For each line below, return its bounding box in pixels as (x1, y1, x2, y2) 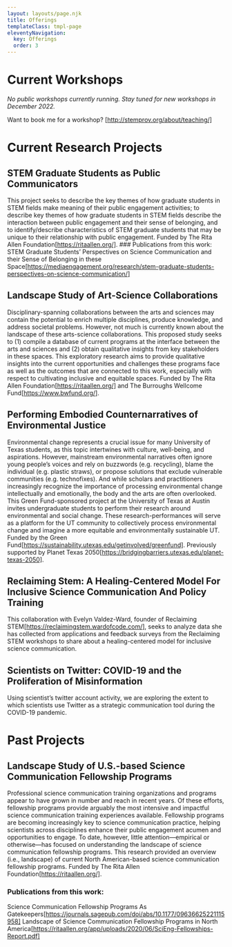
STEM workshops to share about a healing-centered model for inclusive (7, 637, 212, 646)
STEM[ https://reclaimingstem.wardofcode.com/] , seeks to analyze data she (7, 622, 222, 631)
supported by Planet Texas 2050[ (7, 548, 102, 556)
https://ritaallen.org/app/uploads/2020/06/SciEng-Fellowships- (33, 925, 213, 933)
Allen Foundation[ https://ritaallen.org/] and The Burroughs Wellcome (7, 381, 202, 390)
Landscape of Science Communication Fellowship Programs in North (21, 917, 218, 926)
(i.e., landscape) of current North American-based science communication (7, 855, 220, 863)
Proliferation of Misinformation (7, 675, 143, 687)
